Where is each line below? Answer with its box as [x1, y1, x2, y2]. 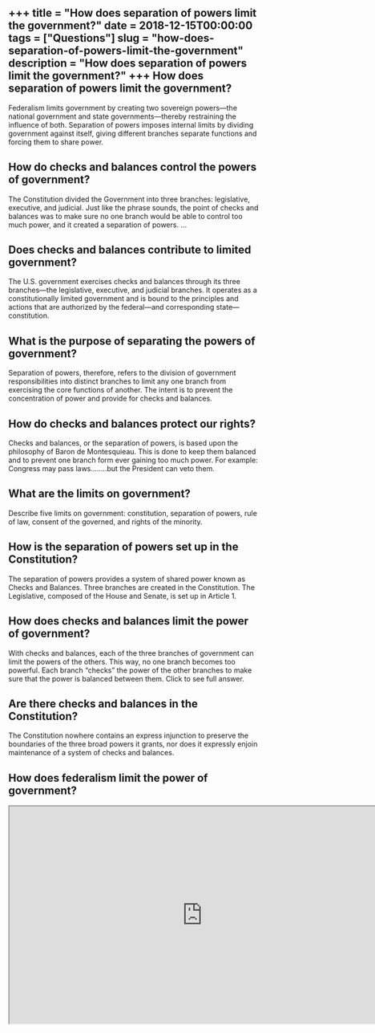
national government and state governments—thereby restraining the [8, 112, 236, 121]
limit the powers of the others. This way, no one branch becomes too [8, 657, 236, 666]
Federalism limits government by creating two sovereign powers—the [8, 103, 238, 112]
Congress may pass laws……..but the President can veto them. [8, 464, 215, 474]
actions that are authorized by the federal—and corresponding [8, 303, 215, 312]
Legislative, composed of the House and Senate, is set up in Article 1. [8, 591, 237, 600]
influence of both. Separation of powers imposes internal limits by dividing [8, 120, 254, 129]
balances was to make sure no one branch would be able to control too [8, 211, 243, 221]
